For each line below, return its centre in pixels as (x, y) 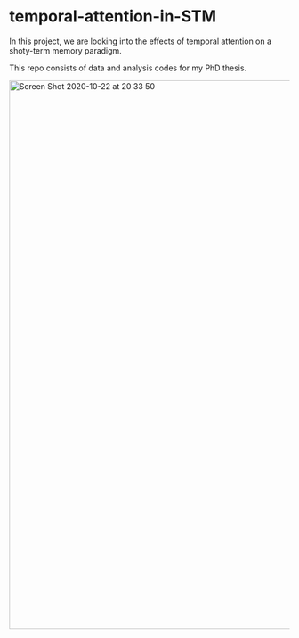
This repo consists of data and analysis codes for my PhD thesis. (128, 68)
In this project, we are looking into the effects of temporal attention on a (141, 41)
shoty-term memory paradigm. (65, 50)
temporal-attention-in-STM (113, 17)
